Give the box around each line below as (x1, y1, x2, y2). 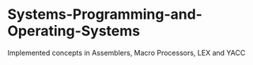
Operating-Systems (7, 22, 141, 40)
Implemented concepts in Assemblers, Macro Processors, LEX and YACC (7, 48, 246, 57)
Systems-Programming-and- (7, 5, 203, 23)
